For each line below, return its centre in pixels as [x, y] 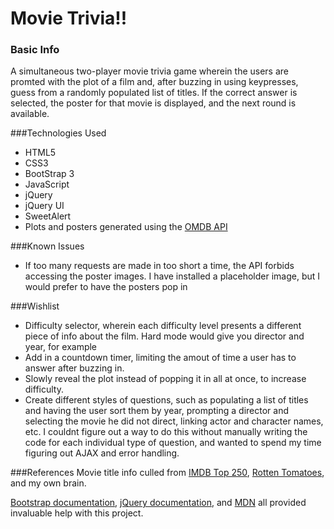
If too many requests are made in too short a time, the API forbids [159, 266]
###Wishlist [35, 306]
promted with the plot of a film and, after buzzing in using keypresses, [154, 82]
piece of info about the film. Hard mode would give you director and [164, 336]
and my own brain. [48, 483]
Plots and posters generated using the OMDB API [126, 227]
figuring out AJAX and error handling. [102, 453]
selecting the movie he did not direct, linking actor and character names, [174, 421]
